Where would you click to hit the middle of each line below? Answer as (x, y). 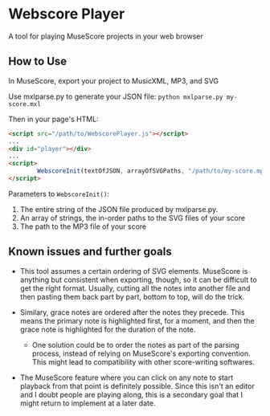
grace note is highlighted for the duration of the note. (108, 329)
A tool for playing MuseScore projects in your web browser (106, 36)
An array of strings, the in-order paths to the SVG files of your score (133, 218)
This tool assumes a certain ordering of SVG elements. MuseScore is (134, 271)
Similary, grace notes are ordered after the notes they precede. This (132, 312)
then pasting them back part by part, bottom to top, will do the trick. (132, 296)
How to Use (38, 61)
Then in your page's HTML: (53, 119)
